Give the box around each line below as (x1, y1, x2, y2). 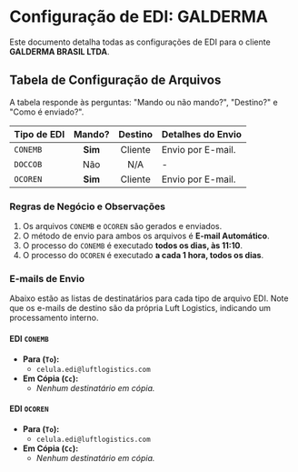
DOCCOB (14, 159, 43, 169)
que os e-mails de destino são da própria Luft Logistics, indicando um (9, 303, 271, 314)
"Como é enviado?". (9, 106, 84, 117)
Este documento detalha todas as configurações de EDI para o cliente (9, 36, 271, 47)
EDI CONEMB (9, 333, 49, 344)
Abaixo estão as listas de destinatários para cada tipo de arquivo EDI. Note (9, 293, 289, 304)
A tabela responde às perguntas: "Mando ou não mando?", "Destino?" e (9, 96, 279, 107)
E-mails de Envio (9, 272, 84, 285)
